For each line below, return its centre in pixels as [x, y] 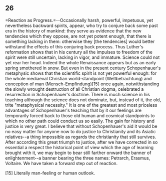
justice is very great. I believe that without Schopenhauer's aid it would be [81, 126]
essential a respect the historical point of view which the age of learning [79, 147]
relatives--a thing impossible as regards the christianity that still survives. [81, 137]
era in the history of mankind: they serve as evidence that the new [73, 31]
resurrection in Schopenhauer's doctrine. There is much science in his [77, 94]
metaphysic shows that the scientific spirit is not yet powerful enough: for [81, 73]
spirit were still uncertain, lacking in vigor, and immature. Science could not [82, 57]
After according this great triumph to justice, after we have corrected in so [81, 142]
